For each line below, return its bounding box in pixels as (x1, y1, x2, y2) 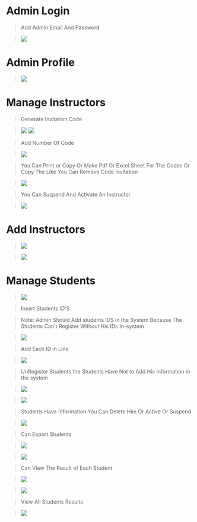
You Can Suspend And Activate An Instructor (20, 191, 131, 198)
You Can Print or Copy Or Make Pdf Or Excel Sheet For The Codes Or (20, 162, 190, 169)
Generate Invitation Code (20, 115, 82, 122)
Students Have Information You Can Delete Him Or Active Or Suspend (20, 408, 192, 415)
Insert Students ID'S (20, 305, 70, 312)
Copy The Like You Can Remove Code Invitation (20, 168, 138, 175)
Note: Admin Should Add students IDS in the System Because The (20, 316, 182, 323)
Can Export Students (20, 431, 72, 438)
